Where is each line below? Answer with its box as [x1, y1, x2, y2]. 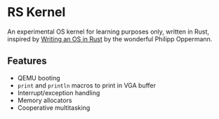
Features [7, 55, 47, 67]
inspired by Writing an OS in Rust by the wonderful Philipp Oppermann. [7, 34, 213, 43]
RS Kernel [7, 4, 66, 20]
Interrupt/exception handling [17, 88, 100, 97]
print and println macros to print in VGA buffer [17, 81, 157, 90]
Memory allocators [17, 96, 72, 104]
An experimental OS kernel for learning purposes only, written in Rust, [7, 27, 209, 36]
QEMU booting [17, 73, 61, 82]
